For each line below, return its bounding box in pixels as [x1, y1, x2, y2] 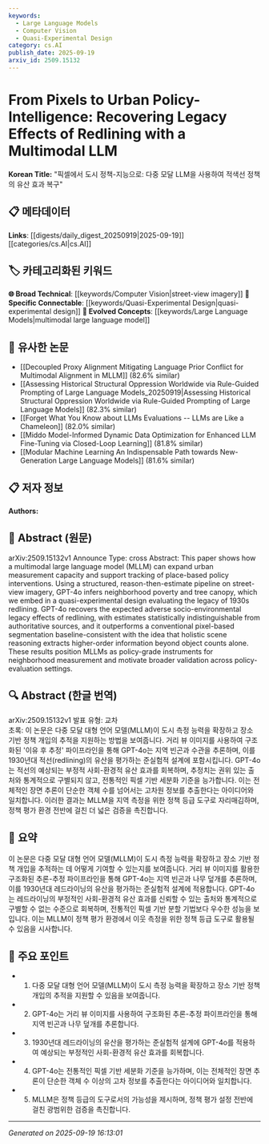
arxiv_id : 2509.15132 [8, 57, 81, 65]
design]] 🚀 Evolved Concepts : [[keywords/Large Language [53, 307, 248, 316]
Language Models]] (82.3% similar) [19, 405, 138, 415]
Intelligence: [8, 108, 94, 126]
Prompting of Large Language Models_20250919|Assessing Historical [19, 387, 251, 397]
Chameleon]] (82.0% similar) [19, 422, 116, 432]
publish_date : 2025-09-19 [8, 49, 94, 57]
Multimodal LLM [8, 142, 118, 160]
